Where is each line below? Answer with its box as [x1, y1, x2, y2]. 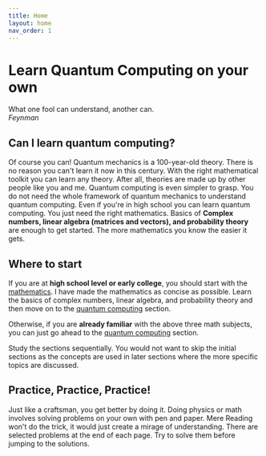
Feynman [8, 113, 39, 122]
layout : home [8, 19, 52, 27]
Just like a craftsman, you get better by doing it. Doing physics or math [8, 405, 242, 414]
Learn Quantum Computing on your [8, 61, 249, 79]
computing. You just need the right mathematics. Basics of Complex [8, 209, 234, 218]
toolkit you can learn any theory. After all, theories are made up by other [8, 174, 246, 184]
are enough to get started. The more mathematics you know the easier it [8, 226, 248, 235]
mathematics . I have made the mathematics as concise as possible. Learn [8, 286, 252, 296]
